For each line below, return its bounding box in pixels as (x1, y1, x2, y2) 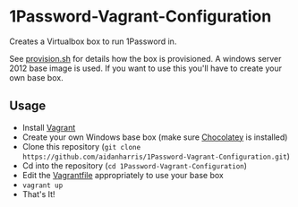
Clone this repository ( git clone (21, 141, 141, 151)
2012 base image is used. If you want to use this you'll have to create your (9, 63, 283, 73)
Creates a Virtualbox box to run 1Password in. (9, 36, 177, 47)
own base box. (9, 72, 64, 82)
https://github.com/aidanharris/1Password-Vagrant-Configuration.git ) (21, 151, 291, 161)
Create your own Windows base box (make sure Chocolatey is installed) (21, 132, 288, 142)
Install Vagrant (21, 122, 76, 133)
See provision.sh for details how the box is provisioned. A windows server (9, 53, 282, 64)
